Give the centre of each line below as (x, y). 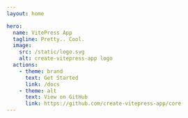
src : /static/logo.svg (52, 52)
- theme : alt (38, 91)
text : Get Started (52, 78)
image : (22, 46)
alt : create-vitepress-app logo (66, 59)
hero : (14, 26)
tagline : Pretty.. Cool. (49, 39)
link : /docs (42, 84)
